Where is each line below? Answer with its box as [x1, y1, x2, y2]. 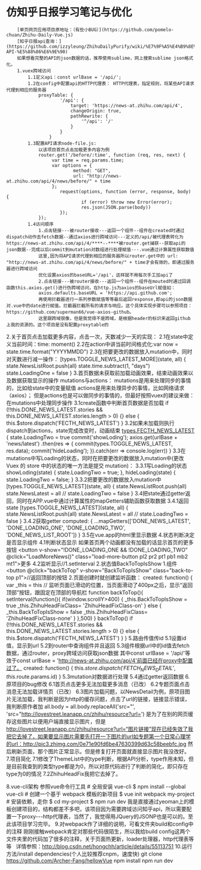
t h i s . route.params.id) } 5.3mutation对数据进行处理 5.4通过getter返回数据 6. [6, 673, 190, 680]
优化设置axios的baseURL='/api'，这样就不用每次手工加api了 [38, 272, 173, 278]
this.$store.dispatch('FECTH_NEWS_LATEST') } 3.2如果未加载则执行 [6, 419, 175, 427]
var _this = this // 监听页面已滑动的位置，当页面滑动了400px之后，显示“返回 [6, 581, 193, 588]
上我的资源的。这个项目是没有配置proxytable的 [6, 321, 109, 328]
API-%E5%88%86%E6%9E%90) [6, 48, 68, 54]
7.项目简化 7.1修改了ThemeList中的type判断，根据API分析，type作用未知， [6, 755, 189, 762]
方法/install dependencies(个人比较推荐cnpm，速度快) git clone [6, 850, 163, 857]
